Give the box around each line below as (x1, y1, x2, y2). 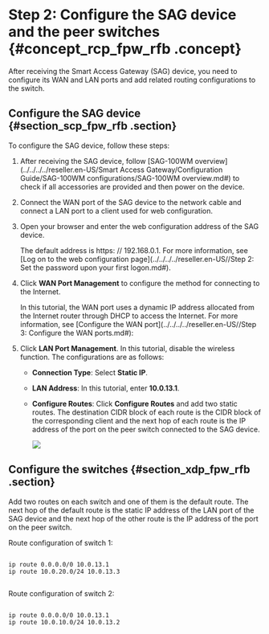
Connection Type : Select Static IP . (31, 367, 149, 377)
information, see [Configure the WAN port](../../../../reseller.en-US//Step (19, 319, 257, 329)
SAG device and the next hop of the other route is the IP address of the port (8, 513, 259, 523)
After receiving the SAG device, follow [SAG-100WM (19, 156, 194, 166)
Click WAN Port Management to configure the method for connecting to (19, 278, 260, 288)
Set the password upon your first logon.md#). (19, 263, 171, 272)
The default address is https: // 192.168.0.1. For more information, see (19, 245, 249, 255)
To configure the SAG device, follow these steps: (8, 141, 170, 150)
